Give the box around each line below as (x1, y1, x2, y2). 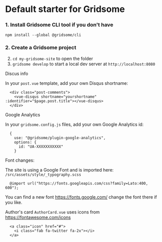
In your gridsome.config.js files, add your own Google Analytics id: (5, 121, 144, 127)
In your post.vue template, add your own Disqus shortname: (5, 80, 128, 86)
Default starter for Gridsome (5, 3, 125, 15)
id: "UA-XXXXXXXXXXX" (18, 144, 64, 149)
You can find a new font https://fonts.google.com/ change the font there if (5, 194, 157, 200)
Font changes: (5, 157, 35, 163)
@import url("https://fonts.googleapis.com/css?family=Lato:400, (9, 181, 149, 186)
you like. (5, 199, 22, 205)
